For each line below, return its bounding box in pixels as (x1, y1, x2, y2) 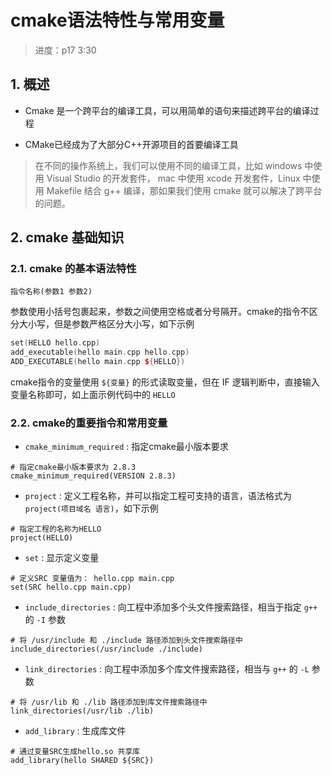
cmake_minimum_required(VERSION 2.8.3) (10, 471, 177, 481)
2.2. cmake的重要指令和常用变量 (10, 416, 168, 430)
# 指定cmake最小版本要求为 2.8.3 (10, 462, 137, 473)
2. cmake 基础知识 (10, 229, 125, 246)
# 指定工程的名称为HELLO (10, 524, 102, 535)
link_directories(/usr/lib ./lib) (10, 706, 155, 716)
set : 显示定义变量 (24, 552, 100, 564)
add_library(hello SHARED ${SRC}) (10, 756, 155, 766)
